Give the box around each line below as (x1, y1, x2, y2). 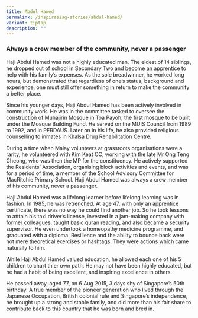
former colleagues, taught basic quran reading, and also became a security (6, 219, 190, 226)
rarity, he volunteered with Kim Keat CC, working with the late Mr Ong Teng (6, 151, 190, 158)
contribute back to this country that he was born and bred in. (6, 305, 155, 312)
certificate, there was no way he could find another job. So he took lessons (6, 206, 189, 214)
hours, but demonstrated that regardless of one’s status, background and (6, 77, 184, 84)
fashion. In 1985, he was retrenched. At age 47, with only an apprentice (6, 200, 179, 207)
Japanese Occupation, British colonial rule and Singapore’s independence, (6, 292, 188, 300)
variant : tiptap (6, 20, 46, 26)
